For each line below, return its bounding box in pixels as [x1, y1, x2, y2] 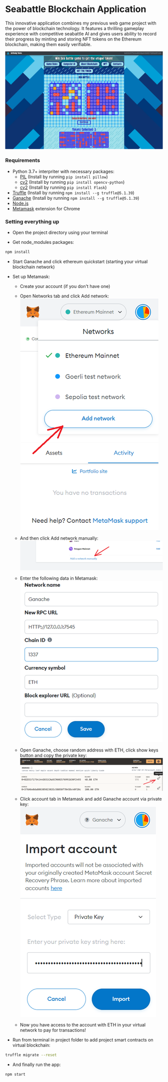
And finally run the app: [12, 1061, 61, 1067]
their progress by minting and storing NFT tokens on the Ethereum [5, 36, 141, 42]
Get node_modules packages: [12, 239, 74, 245]
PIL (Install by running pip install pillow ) [19, 174, 108, 180]
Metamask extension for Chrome [12, 205, 80, 211]
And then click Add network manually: [19, 535, 98, 541]
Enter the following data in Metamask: [19, 575, 98, 581]
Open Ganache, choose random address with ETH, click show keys [19, 747, 158, 753]
